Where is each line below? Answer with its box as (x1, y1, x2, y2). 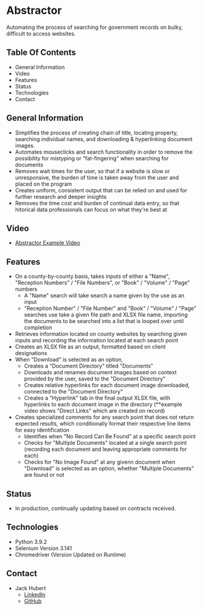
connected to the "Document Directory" (24, 388, 124, 395)
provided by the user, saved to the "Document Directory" (24, 375, 166, 383)
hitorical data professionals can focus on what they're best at (14, 206, 168, 213)
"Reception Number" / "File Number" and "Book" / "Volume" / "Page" (24, 305, 197, 312)
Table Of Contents (6, 48, 77, 58)
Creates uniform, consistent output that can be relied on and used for (14, 186, 188, 193)
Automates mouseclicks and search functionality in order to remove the (14, 148, 193, 156)
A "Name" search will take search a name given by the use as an (24, 292, 185, 299)
